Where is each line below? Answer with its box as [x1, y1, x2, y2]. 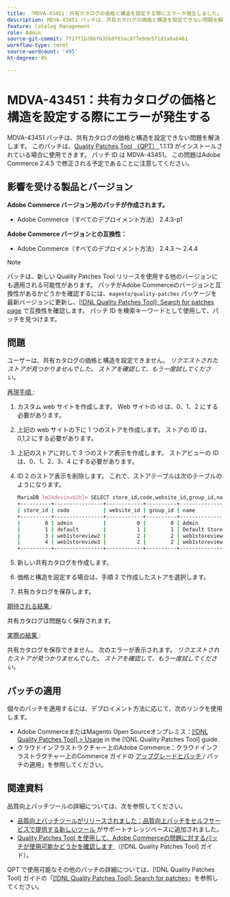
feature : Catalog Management [7, 23, 90, 29]
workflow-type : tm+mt [7, 42, 69, 49]
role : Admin [7, 29, 41, 36]
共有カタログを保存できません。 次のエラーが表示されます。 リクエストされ [7, 646, 220, 654]
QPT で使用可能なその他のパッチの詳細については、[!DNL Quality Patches [7, 865, 215, 874]
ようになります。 [16, 480, 65, 489]
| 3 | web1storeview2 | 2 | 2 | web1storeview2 [16, 532, 226, 539]
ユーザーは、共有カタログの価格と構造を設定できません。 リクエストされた [7, 356, 219, 365]
